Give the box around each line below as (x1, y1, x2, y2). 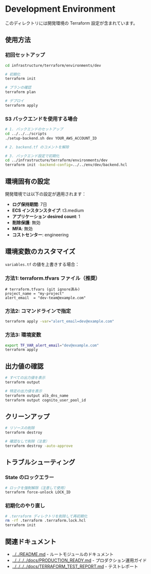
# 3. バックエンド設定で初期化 (5, 153, 60, 158)
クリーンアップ (5, 412, 50, 421)
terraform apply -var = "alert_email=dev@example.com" (5, 319, 114, 324)
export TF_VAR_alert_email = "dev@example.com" (5, 343, 99, 348)
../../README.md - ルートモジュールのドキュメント (12, 551, 113, 557)
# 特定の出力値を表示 (5, 388, 42, 393)
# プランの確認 (5, 85, 32, 90)
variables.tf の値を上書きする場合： (5, 261, 79, 267)
